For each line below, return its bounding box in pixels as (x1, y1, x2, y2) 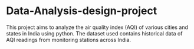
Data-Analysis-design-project (6, 4, 157, 18)
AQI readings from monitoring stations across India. (6, 36, 131, 43)
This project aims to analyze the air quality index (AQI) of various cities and (6, 24, 189, 31)
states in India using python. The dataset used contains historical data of (6, 30, 183, 37)
